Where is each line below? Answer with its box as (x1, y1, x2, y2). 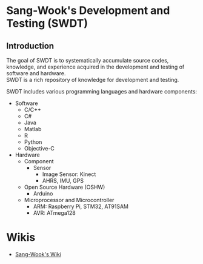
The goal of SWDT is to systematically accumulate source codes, (6, 57, 169, 64)
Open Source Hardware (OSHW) (24, 183, 105, 191)
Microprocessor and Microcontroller (24, 197, 115, 203)
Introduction (6, 41, 55, 51)
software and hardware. (6, 70, 66, 76)
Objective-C (24, 145, 55, 152)
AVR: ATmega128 (33, 209, 76, 216)
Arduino (33, 190, 53, 197)
